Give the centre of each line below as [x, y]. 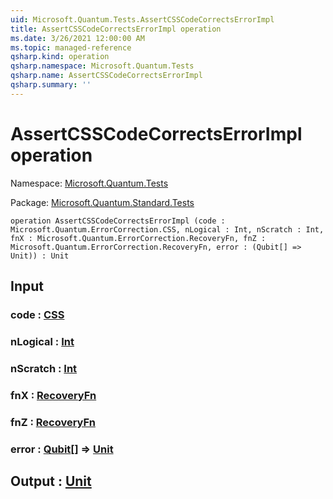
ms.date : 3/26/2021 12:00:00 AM [77, 38]
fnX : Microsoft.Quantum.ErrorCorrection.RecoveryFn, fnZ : [138, 238]
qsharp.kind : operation [60, 57]
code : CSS [37, 314]
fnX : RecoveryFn [53, 395]
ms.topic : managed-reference [71, 47]
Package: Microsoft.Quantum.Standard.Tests [102, 202]
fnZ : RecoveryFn [53, 422]
